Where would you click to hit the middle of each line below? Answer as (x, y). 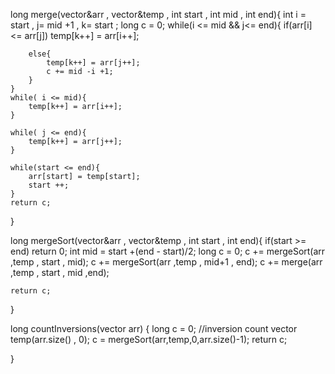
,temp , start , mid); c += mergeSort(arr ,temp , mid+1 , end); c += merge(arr (166, 262)
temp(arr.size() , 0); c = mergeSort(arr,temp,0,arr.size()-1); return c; (149, 339)
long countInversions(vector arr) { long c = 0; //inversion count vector (154, 328)
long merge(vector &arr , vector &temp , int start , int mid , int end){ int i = (158, 14)
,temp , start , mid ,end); (60, 272)
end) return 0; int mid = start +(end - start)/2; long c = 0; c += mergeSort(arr (168, 251)
